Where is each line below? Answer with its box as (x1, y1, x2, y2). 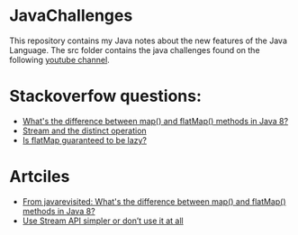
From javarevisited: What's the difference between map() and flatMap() (22, 195, 286, 207)
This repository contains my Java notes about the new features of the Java (9, 35, 288, 46)
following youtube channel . (9, 54, 110, 65)
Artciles (9, 167, 70, 187)
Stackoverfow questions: (9, 86, 203, 106)
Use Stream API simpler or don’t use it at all (22, 215, 184, 226)
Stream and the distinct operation (22, 125, 147, 136)
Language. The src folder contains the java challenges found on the (9, 44, 260, 55)
